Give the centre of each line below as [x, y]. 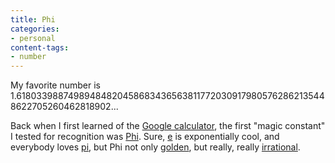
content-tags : [40, 47]
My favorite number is [56, 85]
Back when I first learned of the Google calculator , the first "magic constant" [168, 126]
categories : [35, 29]
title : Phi [33, 19]
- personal [33, 38]
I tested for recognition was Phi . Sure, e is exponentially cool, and [145, 137]
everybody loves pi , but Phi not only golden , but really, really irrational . [155, 147]
